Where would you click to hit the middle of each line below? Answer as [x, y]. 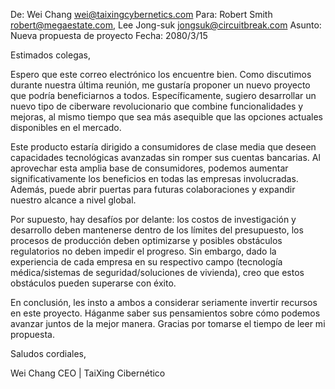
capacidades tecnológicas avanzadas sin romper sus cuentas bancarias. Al [165, 157]
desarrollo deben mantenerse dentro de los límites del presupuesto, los [157, 230]
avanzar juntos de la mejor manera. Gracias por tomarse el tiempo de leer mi [168, 323]
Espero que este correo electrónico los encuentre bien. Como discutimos [161, 74]
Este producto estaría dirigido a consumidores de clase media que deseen [163, 147]
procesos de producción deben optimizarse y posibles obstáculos [146, 240]
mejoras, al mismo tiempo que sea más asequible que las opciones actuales [167, 117]
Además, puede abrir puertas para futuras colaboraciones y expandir [153, 189]
